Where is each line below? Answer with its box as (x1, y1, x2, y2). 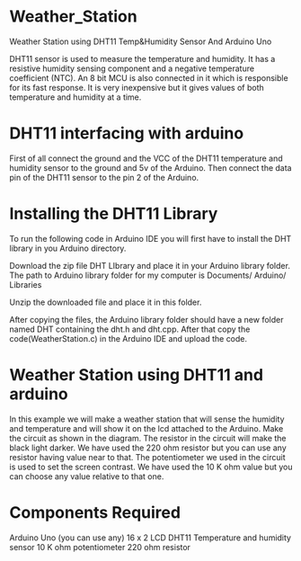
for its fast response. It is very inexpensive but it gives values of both (9, 82, 264, 93)
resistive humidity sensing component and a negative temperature (9, 63, 254, 74)
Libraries (9, 279, 42, 289)
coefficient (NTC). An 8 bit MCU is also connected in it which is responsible (9, 72, 289, 83)
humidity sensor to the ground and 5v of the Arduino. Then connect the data (9, 162, 292, 173)
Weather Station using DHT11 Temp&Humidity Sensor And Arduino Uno (9, 36, 272, 47)
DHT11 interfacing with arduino (9, 123, 244, 144)
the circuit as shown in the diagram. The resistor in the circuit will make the (9, 432, 287, 443)
